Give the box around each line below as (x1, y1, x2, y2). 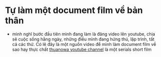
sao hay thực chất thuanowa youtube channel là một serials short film (12, 46, 152, 52)
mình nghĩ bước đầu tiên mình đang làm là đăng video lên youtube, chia (12, 31, 156, 37)
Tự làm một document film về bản (5, 5, 143, 16)
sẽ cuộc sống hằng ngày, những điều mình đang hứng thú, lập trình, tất (12, 36, 155, 42)
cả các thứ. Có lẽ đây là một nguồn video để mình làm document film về (12, 41, 157, 47)
